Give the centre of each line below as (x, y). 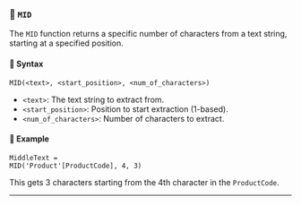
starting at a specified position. (66, 43)
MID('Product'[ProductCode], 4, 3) (76, 166)
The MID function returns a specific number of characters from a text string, (148, 34)
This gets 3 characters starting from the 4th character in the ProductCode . (144, 182)
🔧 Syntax (26, 64)
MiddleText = (34, 158)
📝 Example (29, 139)
